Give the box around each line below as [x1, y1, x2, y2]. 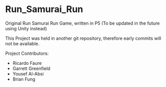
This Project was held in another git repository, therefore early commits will [5, 35, 161, 41]
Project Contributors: [5, 50, 49, 56]
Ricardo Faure [12, 60, 42, 66]
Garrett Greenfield [12, 65, 50, 71]
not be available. [5, 40, 39, 46]
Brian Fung [12, 76, 35, 82]
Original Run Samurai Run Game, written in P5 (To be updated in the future [5, 20, 160, 26]
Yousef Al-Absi [12, 70, 44, 76]
